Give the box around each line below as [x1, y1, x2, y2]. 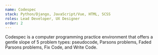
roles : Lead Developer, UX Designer [5, 16, 80, 21]
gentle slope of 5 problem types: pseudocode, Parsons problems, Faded [5, 39, 152, 45]
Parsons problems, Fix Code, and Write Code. [5, 44, 98, 50]
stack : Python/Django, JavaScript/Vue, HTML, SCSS [5, 12, 111, 17]
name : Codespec [5, 7, 36, 12]
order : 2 [5, 20, 23, 26]
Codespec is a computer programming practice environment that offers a [5, 34, 153, 40]
